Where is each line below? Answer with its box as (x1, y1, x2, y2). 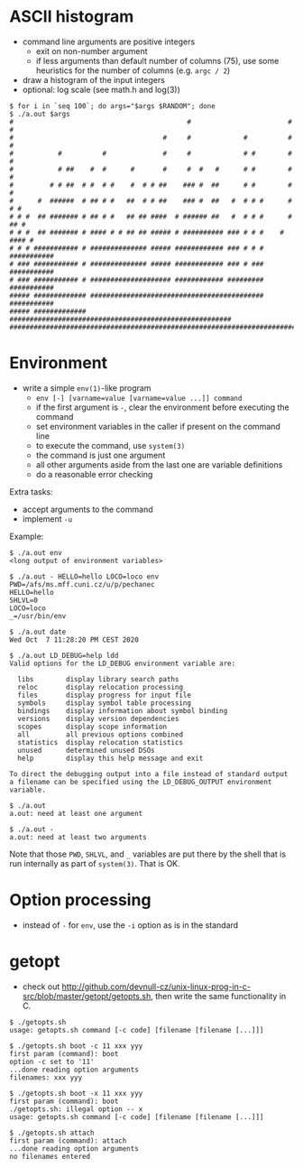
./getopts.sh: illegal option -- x (9, 1104, 143, 1114)
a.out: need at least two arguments (9, 832, 147, 841)
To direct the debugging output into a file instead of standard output (9, 769, 289, 778)
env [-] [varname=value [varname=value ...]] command (35, 394, 243, 403)
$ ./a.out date (9, 627, 67, 636)
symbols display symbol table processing (17, 698, 192, 708)
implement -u (22, 513, 73, 524)
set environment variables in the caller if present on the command (35, 421, 281, 431)
